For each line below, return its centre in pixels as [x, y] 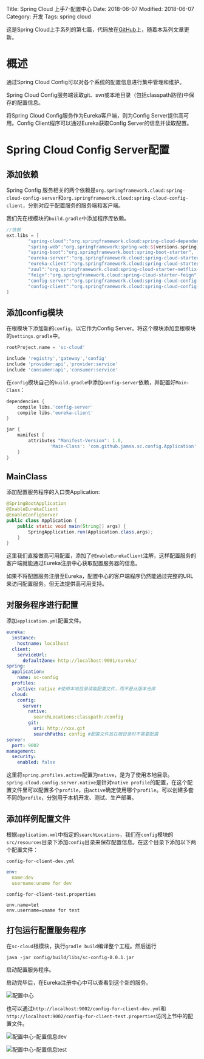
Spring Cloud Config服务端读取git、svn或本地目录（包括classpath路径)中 [98, 95]
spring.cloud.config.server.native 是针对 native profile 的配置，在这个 [97, 783]
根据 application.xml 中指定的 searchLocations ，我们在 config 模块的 [90, 834]
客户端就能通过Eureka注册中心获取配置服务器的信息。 [73, 563]
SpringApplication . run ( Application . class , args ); [91, 532]
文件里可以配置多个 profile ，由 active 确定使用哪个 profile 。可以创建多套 [103, 790]
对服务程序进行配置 [42, 605]
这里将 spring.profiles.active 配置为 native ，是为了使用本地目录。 [90, 775]
